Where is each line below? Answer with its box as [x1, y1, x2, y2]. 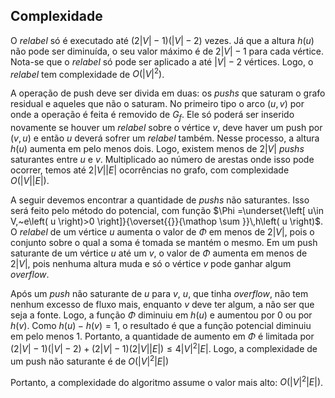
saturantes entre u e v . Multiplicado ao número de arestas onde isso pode [10, 154, 315, 166]
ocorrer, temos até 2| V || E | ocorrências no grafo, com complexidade [10, 164, 290, 176]
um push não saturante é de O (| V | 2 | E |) [10, 353, 169, 367]
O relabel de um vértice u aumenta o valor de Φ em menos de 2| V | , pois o [10, 226, 315, 238]
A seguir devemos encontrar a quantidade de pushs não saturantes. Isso [10, 194, 310, 206]
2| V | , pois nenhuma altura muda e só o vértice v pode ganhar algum [10, 258, 292, 270]
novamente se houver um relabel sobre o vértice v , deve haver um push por [10, 122, 323, 134]
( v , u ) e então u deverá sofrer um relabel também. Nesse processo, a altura [10, 132, 320, 144]
